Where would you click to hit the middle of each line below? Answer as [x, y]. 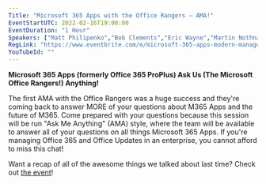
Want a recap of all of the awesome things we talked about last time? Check [132, 164]
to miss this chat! [36, 148]
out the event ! [31, 172]
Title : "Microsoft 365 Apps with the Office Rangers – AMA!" [111, 15]
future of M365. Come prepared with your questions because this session [129, 115]
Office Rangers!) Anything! [53, 83]
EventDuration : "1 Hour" [49, 30]
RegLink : [23, 45]
